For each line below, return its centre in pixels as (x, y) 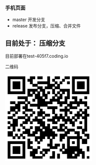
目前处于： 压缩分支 (35, 43)
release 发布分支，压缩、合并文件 (47, 26)
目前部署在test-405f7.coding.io (37, 56)
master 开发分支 (29, 20)
